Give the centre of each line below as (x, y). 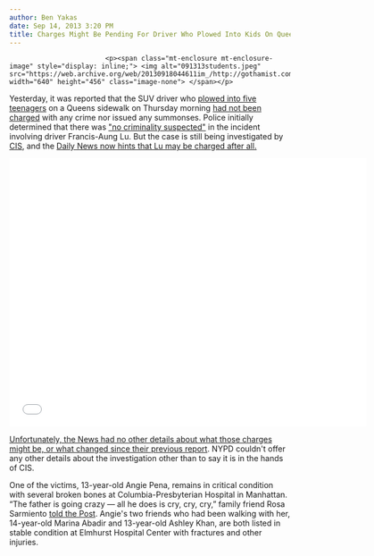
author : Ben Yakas (43, 17)
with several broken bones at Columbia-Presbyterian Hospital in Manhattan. (149, 495)
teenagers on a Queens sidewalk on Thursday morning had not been (135, 108)
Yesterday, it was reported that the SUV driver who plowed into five (133, 98)
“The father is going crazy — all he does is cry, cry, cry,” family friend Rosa (147, 504)
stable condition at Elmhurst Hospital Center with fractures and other (136, 533)
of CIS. (22, 468)
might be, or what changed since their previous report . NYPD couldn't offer (147, 449)
